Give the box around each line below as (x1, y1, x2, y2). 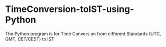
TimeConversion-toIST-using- (5, 3, 134, 15)
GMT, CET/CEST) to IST (5, 36, 54, 42)
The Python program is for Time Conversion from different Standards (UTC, (5, 30, 161, 36)
